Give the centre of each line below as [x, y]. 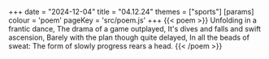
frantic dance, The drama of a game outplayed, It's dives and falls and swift [135, 29]
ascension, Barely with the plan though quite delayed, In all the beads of [129, 37]
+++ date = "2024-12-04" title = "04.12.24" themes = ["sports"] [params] [131, 12]
